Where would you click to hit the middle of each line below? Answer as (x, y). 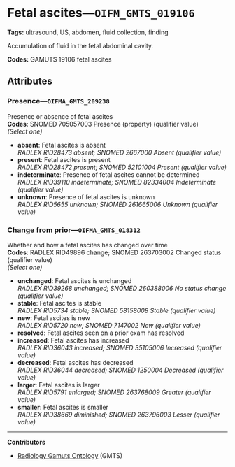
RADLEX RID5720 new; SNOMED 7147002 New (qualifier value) (109, 325)
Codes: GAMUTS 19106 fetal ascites (59, 59)
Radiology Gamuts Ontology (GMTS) (70, 455)
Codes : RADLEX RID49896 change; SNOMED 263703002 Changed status (114, 252)
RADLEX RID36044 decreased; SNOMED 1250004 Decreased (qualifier (120, 370)
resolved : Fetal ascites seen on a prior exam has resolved (101, 333)
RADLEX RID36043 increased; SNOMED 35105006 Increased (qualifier (120, 347)
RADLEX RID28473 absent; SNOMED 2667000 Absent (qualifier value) (119, 152)
